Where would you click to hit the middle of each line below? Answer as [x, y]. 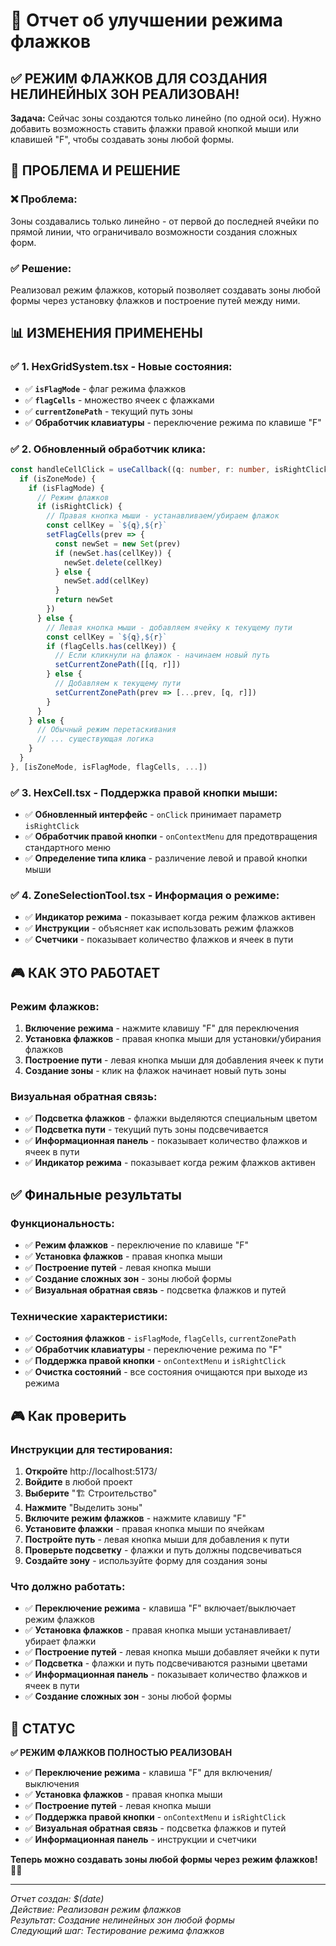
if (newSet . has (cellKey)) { [113, 553]
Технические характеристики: [89, 1317]
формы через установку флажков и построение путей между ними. [155, 300]
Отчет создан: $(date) [57, 1899]
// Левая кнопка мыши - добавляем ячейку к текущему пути [169, 627]
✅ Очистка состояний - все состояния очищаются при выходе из [166, 1372]
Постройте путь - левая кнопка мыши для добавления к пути [157, 1540]
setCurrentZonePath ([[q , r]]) [118, 665]
